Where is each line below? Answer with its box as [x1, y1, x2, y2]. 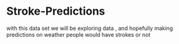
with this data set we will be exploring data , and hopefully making [6, 24, 173, 32]
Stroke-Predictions [6, 4, 105, 18]
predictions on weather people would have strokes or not [6, 31, 151, 38]
